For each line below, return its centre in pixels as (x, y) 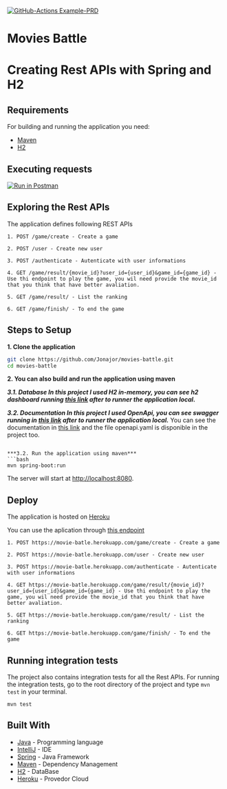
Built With (29, 725)
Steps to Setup (40, 330)
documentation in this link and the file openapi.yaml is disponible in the (108, 428)
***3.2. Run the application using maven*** (72, 454)
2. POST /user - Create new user (55, 248)
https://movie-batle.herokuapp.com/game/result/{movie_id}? (117, 585)
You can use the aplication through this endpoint (76, 530)
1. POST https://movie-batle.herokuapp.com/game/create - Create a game (113, 543)
